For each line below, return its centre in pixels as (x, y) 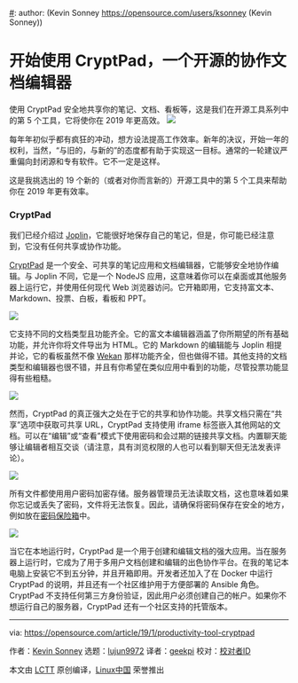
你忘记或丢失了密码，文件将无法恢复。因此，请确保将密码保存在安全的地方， (149, 505)
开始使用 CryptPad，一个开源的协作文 (148, 61)
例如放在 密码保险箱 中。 (52, 516)
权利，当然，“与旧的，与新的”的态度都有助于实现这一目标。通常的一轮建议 (145, 150)
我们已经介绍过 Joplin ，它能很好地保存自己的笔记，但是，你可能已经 (134, 235)
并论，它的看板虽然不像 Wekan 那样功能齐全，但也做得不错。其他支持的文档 (148, 356)
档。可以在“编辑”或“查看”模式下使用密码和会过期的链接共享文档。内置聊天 (144, 436)
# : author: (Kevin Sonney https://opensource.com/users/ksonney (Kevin (141, 13)
